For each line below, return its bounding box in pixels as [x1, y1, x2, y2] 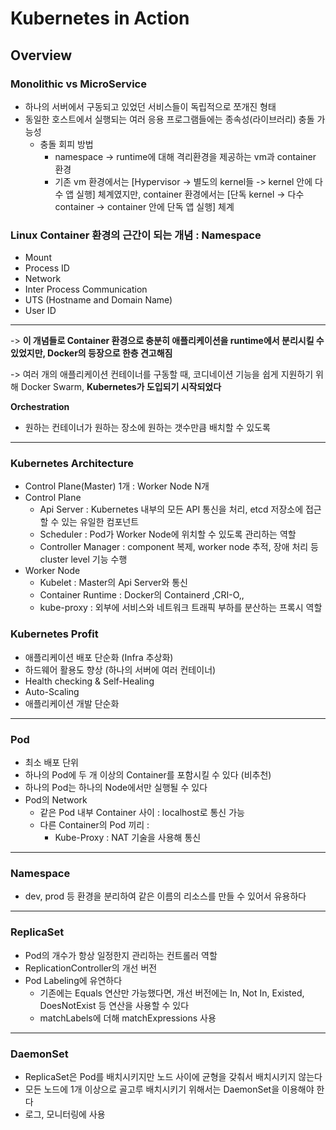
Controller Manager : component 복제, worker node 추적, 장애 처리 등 [39, 541, 319, 553]
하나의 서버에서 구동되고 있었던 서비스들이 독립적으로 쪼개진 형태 [24, 100, 277, 112]
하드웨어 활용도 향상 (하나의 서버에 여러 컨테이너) [24, 663, 217, 676]
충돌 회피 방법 [39, 138, 94, 150]
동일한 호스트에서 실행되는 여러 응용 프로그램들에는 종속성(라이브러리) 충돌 [24, 113, 315, 125]
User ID [24, 305, 57, 317]
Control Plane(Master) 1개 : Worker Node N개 [24, 480, 210, 492]
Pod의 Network [24, 794, 88, 806]
